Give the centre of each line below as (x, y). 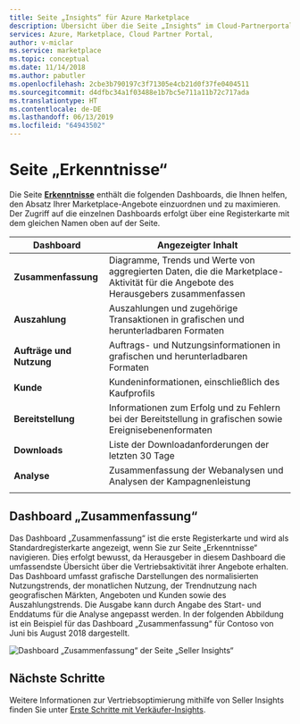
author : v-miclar (42, 42)
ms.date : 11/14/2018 (48, 68)
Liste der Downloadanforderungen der (189, 444)
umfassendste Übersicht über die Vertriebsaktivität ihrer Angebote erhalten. (149, 566)
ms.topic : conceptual (50, 59)
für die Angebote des (190, 282)
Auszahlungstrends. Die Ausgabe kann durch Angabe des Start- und (135, 604)
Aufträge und (43, 350)
